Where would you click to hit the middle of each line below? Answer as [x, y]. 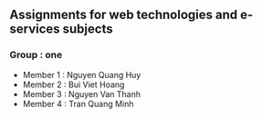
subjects [88, 29]
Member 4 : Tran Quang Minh [78, 103]
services [35, 29]
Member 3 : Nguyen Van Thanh [82, 93]
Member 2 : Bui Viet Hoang [73, 84]
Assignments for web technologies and [124, 15]
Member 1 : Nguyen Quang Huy [82, 74]
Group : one [36, 55]
